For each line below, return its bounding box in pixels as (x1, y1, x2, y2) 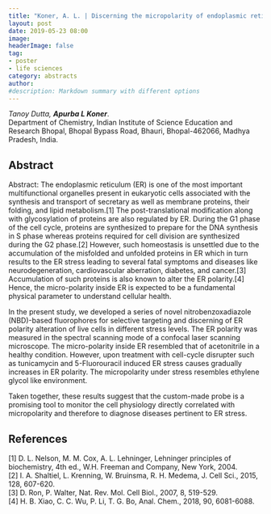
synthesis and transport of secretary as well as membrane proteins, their (8, 197, 250, 207)
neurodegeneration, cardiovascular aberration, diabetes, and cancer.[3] (8, 266, 247, 276)
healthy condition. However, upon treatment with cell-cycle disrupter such (8, 350, 255, 360)
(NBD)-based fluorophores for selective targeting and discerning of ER (8, 316, 244, 326)
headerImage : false (8, 42, 74, 50)
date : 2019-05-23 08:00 (8, 27, 89, 35)
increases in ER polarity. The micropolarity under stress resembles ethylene (8, 367, 260, 377)
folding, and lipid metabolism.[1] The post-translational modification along (8, 205, 253, 215)
